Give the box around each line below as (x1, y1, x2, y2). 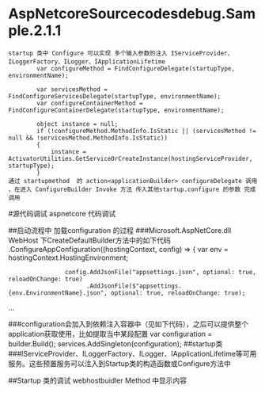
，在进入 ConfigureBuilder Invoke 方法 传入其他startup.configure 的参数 (8, 185, 241, 193)
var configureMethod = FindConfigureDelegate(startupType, (36, 64, 236, 72)
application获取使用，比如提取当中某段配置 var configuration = (8, 329, 213, 338)
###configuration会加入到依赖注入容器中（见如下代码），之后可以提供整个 (8, 319, 249, 329)
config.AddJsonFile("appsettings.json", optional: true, (64, 268, 257, 276)
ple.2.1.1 (8, 21, 62, 40)
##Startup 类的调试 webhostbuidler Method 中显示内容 (8, 376, 187, 385)
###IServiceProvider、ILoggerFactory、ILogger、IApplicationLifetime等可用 (8, 349, 257, 358)
